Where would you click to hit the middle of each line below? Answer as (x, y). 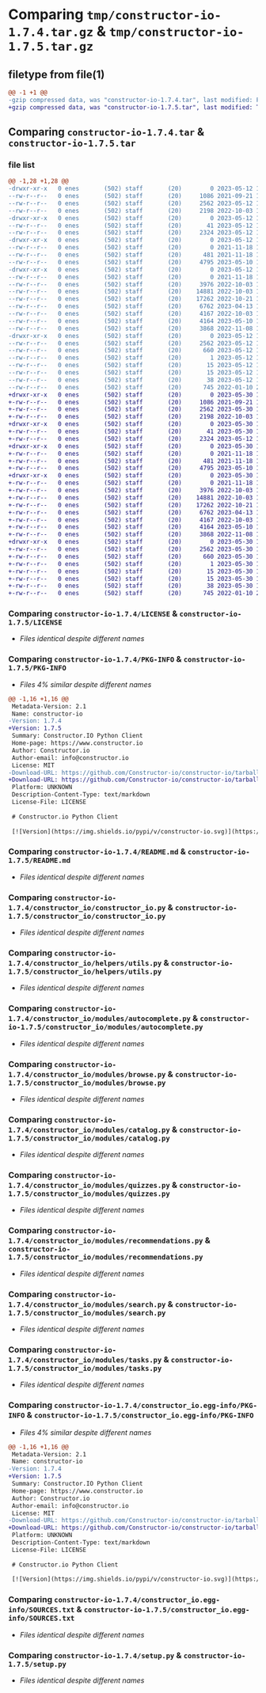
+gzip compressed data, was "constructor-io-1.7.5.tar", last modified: (131, 107)
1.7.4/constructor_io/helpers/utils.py (85, 963)
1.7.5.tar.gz (51, 47)
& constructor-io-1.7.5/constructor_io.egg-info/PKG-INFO (140, 1415)
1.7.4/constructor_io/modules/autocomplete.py (100, 1019)
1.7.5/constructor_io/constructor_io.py (87, 916)
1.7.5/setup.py (38, 1664)
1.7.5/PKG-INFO (38, 668)
